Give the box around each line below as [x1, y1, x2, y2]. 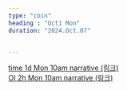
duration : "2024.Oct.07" [8, 26, 91, 34]
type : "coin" [8, 11, 52, 20]
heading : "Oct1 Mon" [8, 19, 81, 27]
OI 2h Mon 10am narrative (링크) [8, 73, 113, 83]
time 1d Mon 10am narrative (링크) [8, 63, 119, 72]
